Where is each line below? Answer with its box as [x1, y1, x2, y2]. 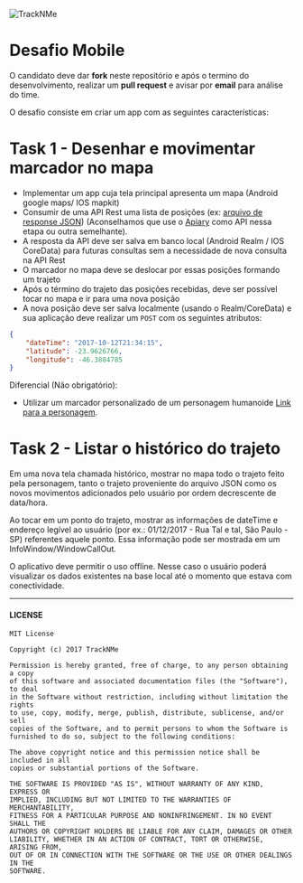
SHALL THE [9, 819, 47, 829]
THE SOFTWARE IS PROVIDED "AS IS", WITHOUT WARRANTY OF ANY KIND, [9, 780, 264, 789]
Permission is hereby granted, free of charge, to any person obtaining [9, 661, 289, 671]
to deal [9, 685, 39, 694]
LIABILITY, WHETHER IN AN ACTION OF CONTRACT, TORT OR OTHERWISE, [9, 835, 264, 844]
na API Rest [22, 254, 66, 266]
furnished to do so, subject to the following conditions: [9, 732, 236, 741]
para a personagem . [22, 407, 98, 418]
